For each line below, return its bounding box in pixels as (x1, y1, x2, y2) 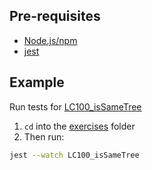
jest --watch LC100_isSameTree (9, 150, 140, 160)
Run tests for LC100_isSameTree (9, 100, 142, 113)
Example (9, 74, 65, 91)
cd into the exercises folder (23, 120, 136, 132)
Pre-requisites (9, 8, 101, 25)
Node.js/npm (23, 34, 78, 46)
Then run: (23, 130, 65, 143)
